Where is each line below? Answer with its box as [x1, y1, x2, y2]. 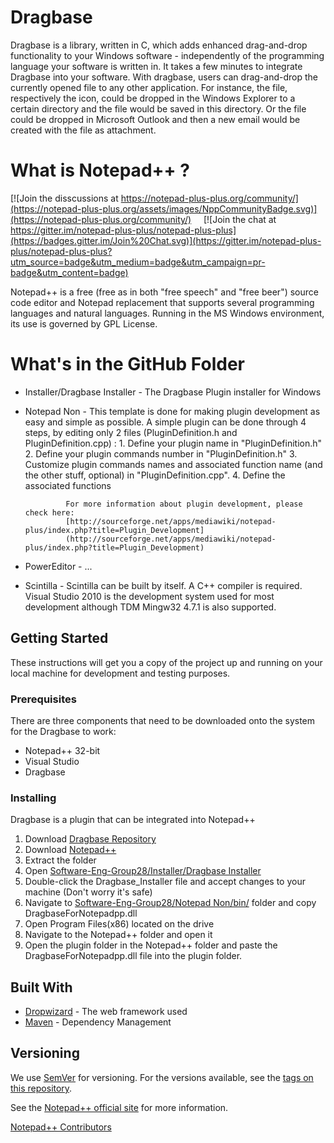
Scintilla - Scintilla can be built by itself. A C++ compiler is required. [24, 579, 303, 591]
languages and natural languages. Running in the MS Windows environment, [10, 307, 325, 319]
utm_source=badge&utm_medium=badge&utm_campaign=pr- [10, 256, 266, 268]
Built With [10, 979, 73, 996]
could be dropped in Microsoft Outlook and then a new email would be [10, 113, 301, 125]
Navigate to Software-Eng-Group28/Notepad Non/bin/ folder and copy [24, 897, 317, 909]
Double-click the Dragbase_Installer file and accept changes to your [24, 876, 306, 888]
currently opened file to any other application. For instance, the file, [10, 81, 288, 93]
